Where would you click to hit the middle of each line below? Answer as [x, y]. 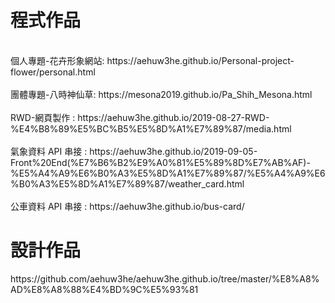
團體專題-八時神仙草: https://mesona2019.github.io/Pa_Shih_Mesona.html [161, 94]
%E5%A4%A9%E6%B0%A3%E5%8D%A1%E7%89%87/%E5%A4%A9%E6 [168, 173]
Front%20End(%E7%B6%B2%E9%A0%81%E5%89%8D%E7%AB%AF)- [160, 162]
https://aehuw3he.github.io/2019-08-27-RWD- [173, 117]
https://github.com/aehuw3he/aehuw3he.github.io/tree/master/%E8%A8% [165, 278]
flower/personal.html [53, 72]
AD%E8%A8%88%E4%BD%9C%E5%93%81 [104, 289]
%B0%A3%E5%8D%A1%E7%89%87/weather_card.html [127, 183]
